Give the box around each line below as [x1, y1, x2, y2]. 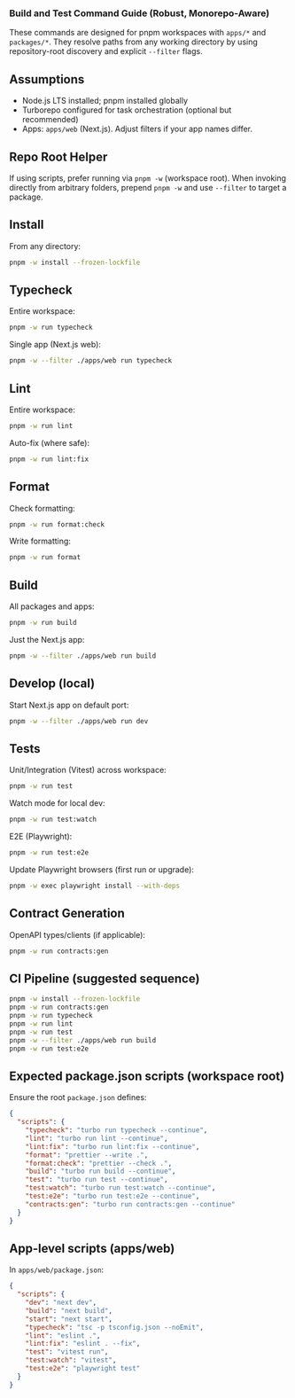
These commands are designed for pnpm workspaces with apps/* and [9, 27, 267, 38]
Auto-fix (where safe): [9, 437, 90, 448]
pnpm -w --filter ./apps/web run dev [9, 716, 149, 725]
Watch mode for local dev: [9, 798, 105, 808]
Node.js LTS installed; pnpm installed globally [21, 96, 189, 106]
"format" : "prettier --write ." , [25, 1151, 149, 1160]
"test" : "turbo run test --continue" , [25, 1175, 168, 1184]
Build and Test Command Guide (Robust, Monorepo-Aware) [9, 7, 270, 20]
